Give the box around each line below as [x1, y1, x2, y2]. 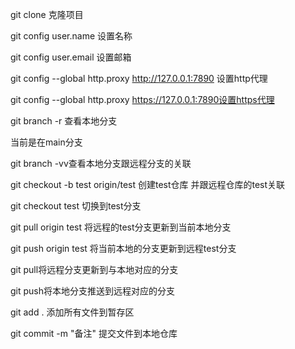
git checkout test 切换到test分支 [10, 200, 142, 212]
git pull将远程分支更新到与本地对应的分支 [10, 264, 179, 275]
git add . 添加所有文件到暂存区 [10, 306, 135, 318]
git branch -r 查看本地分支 [10, 115, 118, 127]
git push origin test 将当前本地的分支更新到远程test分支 [10, 243, 237, 254]
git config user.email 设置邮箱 [10, 51, 132, 63]
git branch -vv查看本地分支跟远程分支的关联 [10, 158, 192, 169]
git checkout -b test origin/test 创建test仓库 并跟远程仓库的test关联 [10, 179, 286, 190]
